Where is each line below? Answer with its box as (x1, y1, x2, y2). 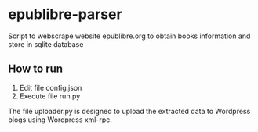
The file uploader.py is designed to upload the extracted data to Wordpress (8, 106, 251, 116)
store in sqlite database (8, 39, 84, 48)
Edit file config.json (19, 83, 82, 92)
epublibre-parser (8, 5, 123, 23)
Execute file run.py (19, 91, 81, 101)
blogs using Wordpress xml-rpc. (8, 115, 112, 124)
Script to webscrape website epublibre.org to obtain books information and (8, 31, 251, 41)
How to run (8, 62, 64, 76)
